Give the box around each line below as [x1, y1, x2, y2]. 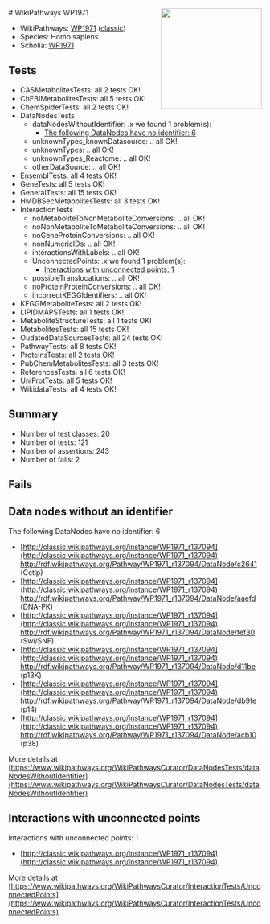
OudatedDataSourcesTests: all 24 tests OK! [19, 333, 163, 343]
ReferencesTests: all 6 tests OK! [19, 367, 126, 376]
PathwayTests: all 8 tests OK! [19, 341, 117, 351]
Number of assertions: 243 [19, 446, 110, 455]
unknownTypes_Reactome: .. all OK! [31, 153, 151, 163]
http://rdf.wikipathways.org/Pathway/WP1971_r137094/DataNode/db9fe [19, 696, 257, 705]
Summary [8, 408, 59, 421]
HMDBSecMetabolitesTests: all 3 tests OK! [19, 196, 161, 206]
